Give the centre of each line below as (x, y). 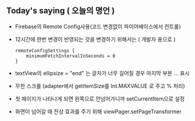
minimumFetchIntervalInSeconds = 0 (71, 56)
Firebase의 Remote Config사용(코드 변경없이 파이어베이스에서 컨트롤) (98, 26)
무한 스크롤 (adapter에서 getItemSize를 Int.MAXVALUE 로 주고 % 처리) (100, 85)
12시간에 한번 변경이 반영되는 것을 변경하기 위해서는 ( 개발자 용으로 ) (95, 39)
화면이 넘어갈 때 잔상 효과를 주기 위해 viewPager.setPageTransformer (98, 111)
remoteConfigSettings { (45, 51)
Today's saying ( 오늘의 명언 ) (61, 11)
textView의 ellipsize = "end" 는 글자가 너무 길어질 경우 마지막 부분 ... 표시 (102, 73)
